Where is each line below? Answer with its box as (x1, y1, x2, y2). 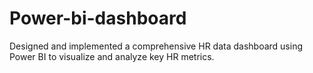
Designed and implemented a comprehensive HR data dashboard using (9, 40, 303, 52)
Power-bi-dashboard (9, 7, 187, 30)
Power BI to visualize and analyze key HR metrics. (9, 50, 215, 62)
